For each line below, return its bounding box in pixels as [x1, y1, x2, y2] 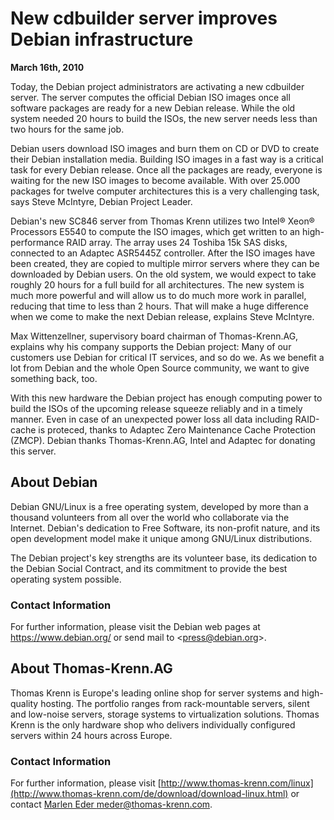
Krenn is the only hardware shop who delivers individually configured [10, 718, 296, 731]
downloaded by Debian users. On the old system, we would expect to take [10, 268, 317, 280]
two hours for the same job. [10, 123, 125, 135]
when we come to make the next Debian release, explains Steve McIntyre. [10, 310, 315, 322]
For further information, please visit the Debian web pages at [10, 621, 261, 633]
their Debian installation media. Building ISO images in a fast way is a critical [10, 153, 324, 165]
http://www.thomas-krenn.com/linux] [160, 777, 314, 789]
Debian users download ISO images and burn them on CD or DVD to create [10, 142, 320, 154]
